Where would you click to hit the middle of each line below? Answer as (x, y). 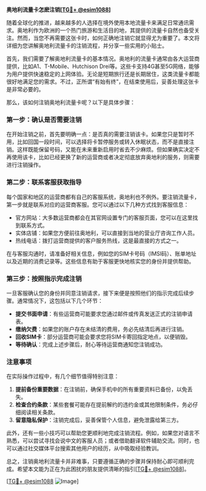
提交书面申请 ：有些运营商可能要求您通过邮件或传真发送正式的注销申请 (104, 314)
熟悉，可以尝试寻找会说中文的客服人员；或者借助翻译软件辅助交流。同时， (100, 441)
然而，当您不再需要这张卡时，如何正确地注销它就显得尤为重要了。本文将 (108, 38)
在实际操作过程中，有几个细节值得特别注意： (63, 376)
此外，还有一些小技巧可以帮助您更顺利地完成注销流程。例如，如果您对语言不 (103, 433)
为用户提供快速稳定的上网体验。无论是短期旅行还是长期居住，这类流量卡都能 (103, 74)
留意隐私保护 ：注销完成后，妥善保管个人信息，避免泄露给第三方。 (98, 420)
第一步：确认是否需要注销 (44, 120)
